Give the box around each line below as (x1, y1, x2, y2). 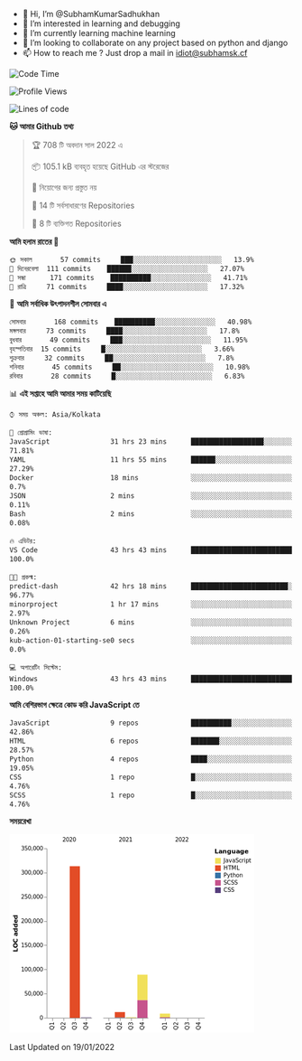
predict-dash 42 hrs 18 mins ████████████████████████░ (9, 582, 293, 591)
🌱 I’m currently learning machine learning (22, 28, 176, 38)
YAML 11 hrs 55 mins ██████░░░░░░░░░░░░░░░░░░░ (9, 455, 293, 465)
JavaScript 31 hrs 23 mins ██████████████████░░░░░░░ (9, 437, 293, 446)
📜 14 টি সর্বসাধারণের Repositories (31, 200, 135, 211)
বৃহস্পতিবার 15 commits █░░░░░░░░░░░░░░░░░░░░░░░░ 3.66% (9, 344, 235, 353)
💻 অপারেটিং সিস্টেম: (9, 663, 63, 672)
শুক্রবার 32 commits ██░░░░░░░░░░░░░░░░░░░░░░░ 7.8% (9, 353, 234, 362)
